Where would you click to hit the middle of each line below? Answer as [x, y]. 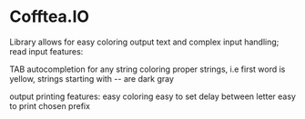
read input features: [46, 51]
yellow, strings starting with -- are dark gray [92, 78]
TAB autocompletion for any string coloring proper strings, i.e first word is [147, 69]
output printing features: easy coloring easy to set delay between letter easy [152, 96]
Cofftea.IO [49, 17]
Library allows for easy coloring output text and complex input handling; [144, 42]
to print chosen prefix [50, 105]
